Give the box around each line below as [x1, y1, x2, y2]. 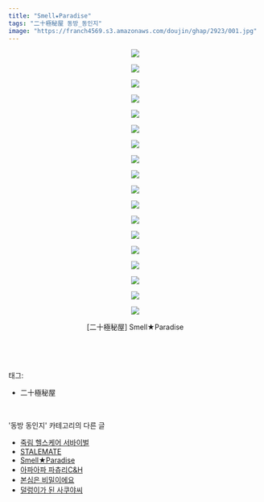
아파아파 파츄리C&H [19, 465, 83, 475]
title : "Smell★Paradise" [8, 11, 92, 20]
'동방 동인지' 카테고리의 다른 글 [8, 420, 105, 430]
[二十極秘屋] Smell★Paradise [86, 322, 184, 332]
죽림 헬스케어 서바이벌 [19, 437, 90, 448]
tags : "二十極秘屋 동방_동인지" [8, 19, 102, 27]
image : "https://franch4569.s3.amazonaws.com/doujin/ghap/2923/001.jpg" [8, 27, 258, 35]
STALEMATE [19, 447, 62, 457]
